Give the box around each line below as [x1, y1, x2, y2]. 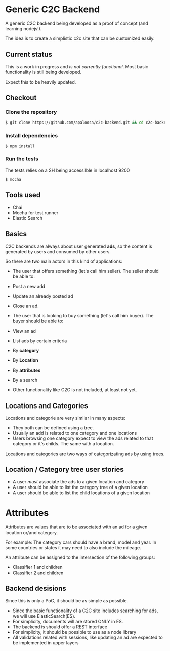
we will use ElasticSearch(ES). [12, 613, 76, 619]
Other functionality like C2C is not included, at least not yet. [12, 387, 137, 393]
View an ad [12, 328, 36, 334]
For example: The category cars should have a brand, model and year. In [5, 539, 157, 545]
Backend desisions [5, 584, 67, 593]
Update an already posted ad [12, 293, 73, 299]
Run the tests [5, 155, 39, 162]
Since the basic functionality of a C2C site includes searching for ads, [12, 607, 158, 614]
